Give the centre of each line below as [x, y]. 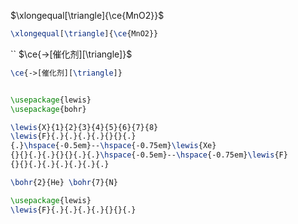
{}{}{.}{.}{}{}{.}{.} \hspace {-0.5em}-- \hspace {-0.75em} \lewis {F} [149, 155]
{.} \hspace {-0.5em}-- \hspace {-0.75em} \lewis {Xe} [113, 146]
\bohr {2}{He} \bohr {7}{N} [64, 182]
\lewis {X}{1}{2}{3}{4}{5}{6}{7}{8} [84, 127]
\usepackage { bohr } [48, 109]
